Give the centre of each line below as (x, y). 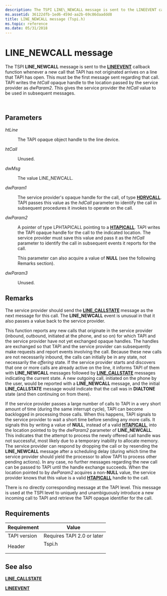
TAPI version (22, 536)
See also (19, 566)
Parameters (24, 118)
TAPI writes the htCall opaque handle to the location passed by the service (82, 83)
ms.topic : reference (27, 24)
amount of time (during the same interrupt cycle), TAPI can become (74, 409)
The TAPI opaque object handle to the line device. (69, 139)
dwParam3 (17, 273)
